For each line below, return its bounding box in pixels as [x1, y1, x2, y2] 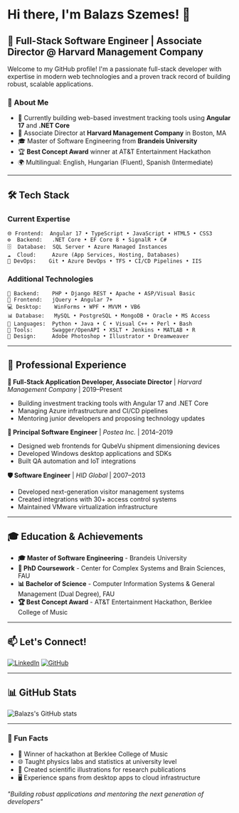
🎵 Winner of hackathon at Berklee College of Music [17, 750, 169, 758]
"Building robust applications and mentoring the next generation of [7, 790, 204, 798]
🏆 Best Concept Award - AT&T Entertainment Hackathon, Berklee [17, 597, 212, 606]
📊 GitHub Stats [7, 686, 77, 699]
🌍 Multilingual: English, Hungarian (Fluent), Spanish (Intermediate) [17, 158, 213, 166]
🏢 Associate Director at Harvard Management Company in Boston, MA [17, 129, 227, 137]
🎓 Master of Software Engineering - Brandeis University [17, 553, 187, 562]
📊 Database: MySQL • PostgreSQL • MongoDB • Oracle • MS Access [7, 312, 211, 319]
